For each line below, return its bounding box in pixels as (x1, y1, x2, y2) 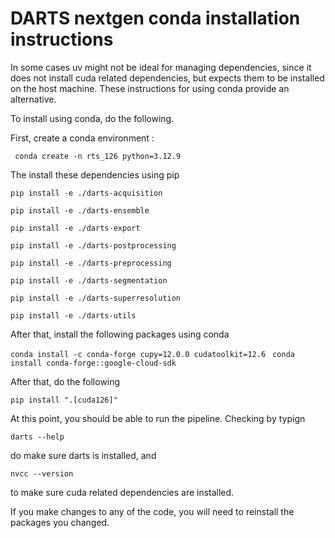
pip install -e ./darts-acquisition (10, 188, 163, 198)
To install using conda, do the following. (10, 112, 175, 124)
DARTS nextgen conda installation (10, 7, 301, 30)
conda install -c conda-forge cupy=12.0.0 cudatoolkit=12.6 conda (10, 349, 295, 359)
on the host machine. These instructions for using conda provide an (10, 82, 290, 94)
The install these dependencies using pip (10, 168, 180, 181)
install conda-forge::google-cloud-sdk (10, 358, 177, 368)
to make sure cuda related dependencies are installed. (10, 486, 235, 498)
